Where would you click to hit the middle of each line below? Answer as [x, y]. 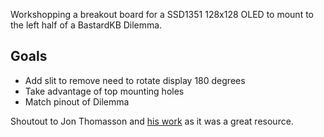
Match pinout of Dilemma [77, 101]
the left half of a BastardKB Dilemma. [86, 25]
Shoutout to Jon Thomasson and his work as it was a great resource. [152, 121]
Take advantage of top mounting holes [104, 91]
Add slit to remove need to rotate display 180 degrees [135, 80]
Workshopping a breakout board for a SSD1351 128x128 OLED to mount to [162, 14]
